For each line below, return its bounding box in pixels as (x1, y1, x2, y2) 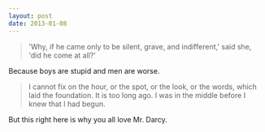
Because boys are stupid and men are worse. (8, 66, 160, 75)
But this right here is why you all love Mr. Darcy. (8, 114, 168, 124)
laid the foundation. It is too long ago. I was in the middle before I (28, 90, 246, 100)
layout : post (8, 11, 53, 20)
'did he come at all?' (28, 50, 96, 60)
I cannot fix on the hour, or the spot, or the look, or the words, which (28, 82, 258, 92)
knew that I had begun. (28, 99, 106, 109)
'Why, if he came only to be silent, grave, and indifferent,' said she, (28, 41, 252, 51)
